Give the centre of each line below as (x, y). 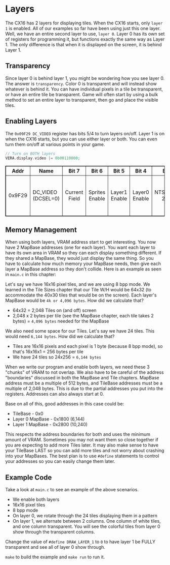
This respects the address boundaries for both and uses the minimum (78, 434)
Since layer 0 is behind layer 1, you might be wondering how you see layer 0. (85, 78)
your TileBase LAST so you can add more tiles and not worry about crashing (85, 451)
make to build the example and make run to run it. (55, 557)
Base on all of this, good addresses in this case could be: (65, 404)
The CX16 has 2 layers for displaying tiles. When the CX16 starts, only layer (84, 23)
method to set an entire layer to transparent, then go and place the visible (82, 100)
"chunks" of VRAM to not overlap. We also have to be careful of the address (84, 372)
